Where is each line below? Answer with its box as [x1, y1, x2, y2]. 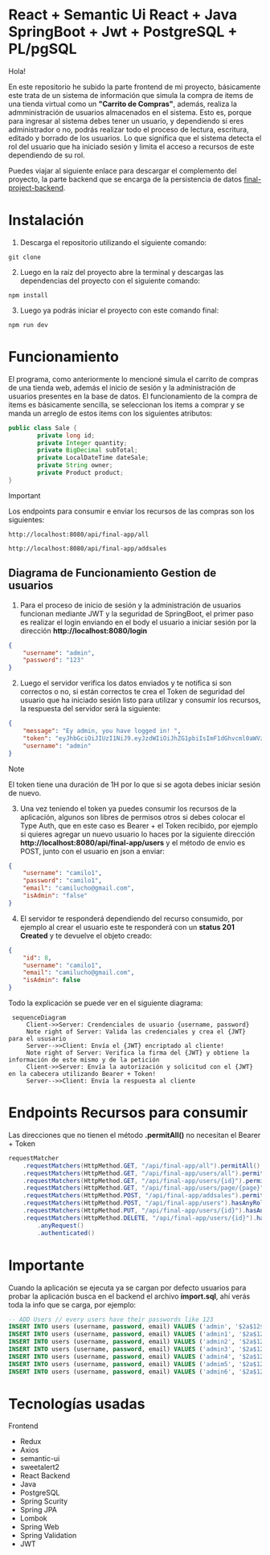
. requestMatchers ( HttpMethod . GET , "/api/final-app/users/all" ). [22, 1169, 243, 1177]
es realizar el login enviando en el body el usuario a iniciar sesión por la [19, 617, 257, 627]
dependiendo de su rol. [8, 150, 86, 160]
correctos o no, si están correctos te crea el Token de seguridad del [19, 687, 245, 697]
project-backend [8, 182, 64, 192]
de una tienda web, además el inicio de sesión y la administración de [8, 383, 236, 392]
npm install [8, 291, 48, 299]
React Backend [19, 1471, 71, 1480]
